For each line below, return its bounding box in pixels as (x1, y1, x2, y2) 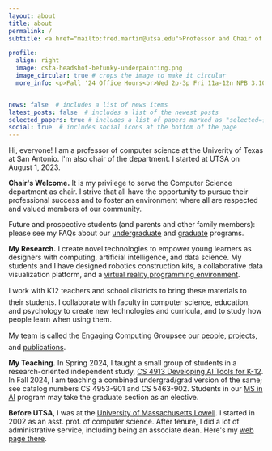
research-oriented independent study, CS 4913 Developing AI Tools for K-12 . (8, 367, 264, 377)
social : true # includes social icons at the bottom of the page (8, 123, 237, 132)
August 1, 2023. (8, 162, 61, 172)
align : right (15, 57, 60, 65)
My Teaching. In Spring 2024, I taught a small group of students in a (8, 358, 237, 368)
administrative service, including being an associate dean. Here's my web (8, 425, 254, 435)
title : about (8, 19, 53, 27)
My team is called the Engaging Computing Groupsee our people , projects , (8, 331, 257, 340)
